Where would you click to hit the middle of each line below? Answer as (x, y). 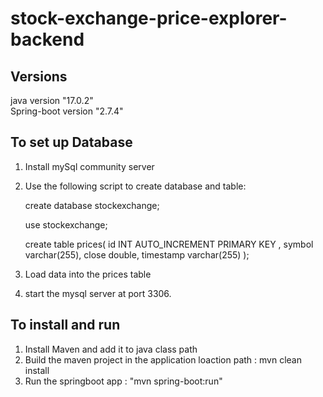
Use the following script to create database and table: (135, 186)
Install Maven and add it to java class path (111, 349)
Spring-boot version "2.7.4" (67, 111)
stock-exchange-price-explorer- (149, 18)
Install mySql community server (89, 166)
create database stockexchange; (92, 205)
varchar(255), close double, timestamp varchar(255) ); (137, 254)
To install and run (65, 325)
